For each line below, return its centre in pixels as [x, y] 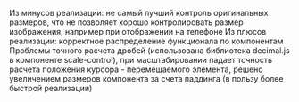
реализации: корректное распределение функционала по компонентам [146, 41]
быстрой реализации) [51, 88]
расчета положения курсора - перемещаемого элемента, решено [136, 69]
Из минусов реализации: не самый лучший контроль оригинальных [139, 13]
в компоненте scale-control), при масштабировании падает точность [141, 60]
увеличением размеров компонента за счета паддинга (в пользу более [146, 78]
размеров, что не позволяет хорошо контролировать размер [126, 22]
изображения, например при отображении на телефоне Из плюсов [138, 31]
